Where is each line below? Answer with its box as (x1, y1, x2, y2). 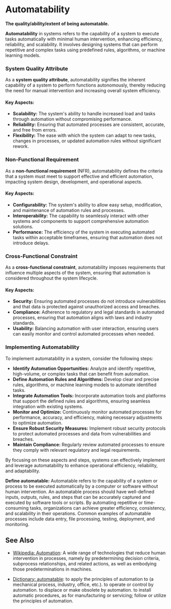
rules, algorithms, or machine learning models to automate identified (12, 382, 157, 388)
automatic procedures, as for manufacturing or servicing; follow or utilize (12, 592, 167, 598)
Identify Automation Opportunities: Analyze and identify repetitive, (12, 365, 156, 371)
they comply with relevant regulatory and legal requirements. (12, 447, 141, 453)
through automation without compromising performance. (12, 116, 133, 122)
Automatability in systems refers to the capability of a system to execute (5, 30, 159, 36)
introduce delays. (12, 240, 50, 246)
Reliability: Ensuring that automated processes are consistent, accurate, (12, 121, 165, 128)
